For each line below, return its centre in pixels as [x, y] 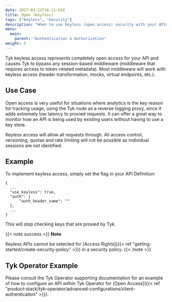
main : [16, 34]
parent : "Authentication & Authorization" [60, 39]
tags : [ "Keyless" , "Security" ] [39, 19]
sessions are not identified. [34, 145]
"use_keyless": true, [33, 192]
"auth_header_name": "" [44, 201]
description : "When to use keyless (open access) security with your [81, 24]
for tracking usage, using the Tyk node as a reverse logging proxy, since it [83, 108]
